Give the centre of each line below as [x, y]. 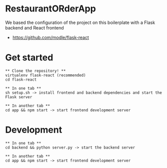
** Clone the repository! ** [35, 71]
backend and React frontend [34, 27]
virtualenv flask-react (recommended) [45, 75]
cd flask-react [21, 80]
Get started [29, 58]
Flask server [19, 97]
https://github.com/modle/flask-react [50, 37]
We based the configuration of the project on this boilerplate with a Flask [80, 22]
